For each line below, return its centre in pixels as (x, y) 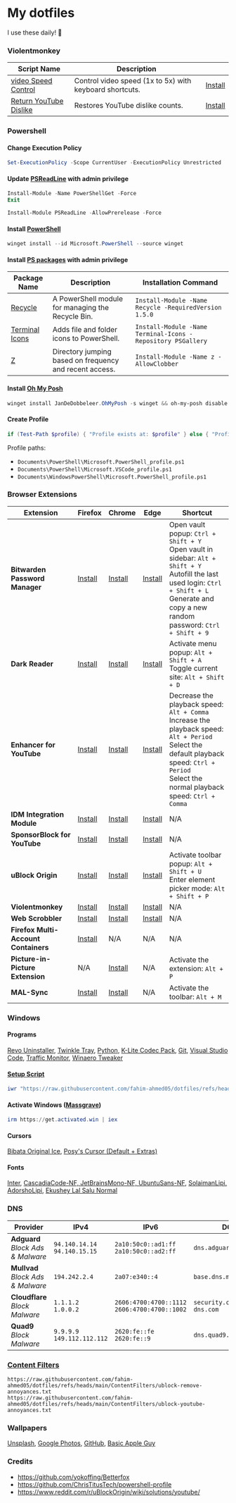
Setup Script (26, 1074)
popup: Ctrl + (192, 533)
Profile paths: (27, 447)
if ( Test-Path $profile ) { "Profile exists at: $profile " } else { (108, 434)
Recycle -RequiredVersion (178, 308)
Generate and (191, 598)
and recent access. (84, 369)
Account (25, 939)
